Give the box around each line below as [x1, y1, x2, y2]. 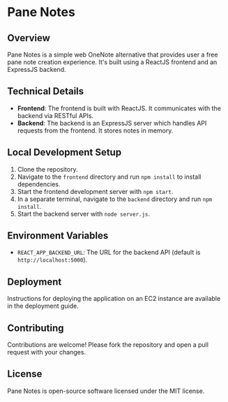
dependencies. [17, 179, 61, 188]
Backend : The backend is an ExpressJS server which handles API [17, 119, 207, 127]
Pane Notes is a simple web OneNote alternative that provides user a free [7, 50, 218, 59]
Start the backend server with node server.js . [17, 209, 151, 218]
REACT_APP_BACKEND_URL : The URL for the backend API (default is [17, 248, 201, 257]
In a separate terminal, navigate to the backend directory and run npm [17, 195, 213, 203]
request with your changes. [7, 348, 86, 357]
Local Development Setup [7, 147, 122, 158]
